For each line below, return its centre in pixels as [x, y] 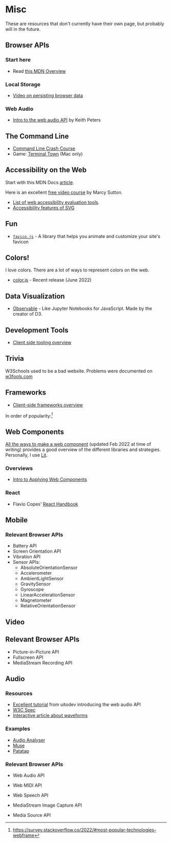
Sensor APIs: [26, 562]
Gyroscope [32, 590]
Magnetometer [36, 600]
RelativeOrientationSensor [48, 606]
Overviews [19, 468]
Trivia [15, 358]
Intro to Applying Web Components [50, 479]
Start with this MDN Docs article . [40, 182]
